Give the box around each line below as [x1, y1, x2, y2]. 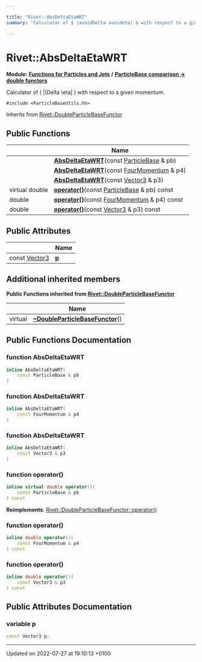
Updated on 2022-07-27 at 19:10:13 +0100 [6, 650, 111, 657]
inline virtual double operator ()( [6, 484, 96, 490]
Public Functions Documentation [6, 335, 132, 345]
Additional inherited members [6, 274, 121, 285]
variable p [6, 620, 36, 628]
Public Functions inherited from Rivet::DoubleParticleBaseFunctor [6, 290, 175, 297]
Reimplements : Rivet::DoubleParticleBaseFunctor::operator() [6, 506, 158, 513]
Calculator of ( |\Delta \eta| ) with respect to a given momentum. [6, 88, 165, 96]
